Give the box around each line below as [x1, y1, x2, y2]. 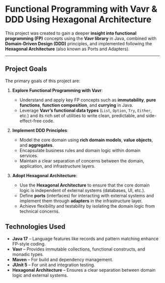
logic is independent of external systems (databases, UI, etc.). [19, 187, 145, 193]
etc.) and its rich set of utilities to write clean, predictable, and [19, 112, 145, 119]
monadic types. [12, 251, 44, 257]
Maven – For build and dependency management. [12, 256, 113, 262]
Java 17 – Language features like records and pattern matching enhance [12, 235, 159, 242]
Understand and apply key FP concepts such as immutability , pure [19, 97, 156, 103]
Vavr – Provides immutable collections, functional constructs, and [12, 246, 146, 252]
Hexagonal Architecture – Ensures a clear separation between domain [12, 267, 156, 273]
